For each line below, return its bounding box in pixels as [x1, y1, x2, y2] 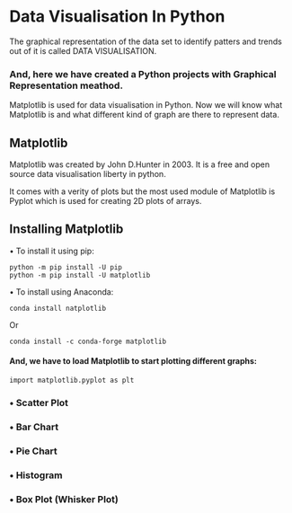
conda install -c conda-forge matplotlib [9, 337, 167, 346]
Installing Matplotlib [9, 222, 124, 237]
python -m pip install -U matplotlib [9, 270, 151, 279]
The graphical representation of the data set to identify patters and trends [9, 36, 283, 47]
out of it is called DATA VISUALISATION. [9, 45, 157, 56]
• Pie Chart [9, 445, 58, 457]
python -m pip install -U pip [9, 262, 123, 271]
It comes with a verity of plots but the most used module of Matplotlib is [9, 186, 276, 197]
